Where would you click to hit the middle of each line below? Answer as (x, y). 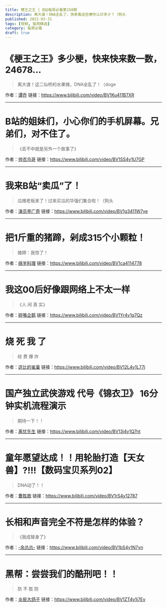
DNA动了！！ (31, 485)
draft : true (17, 33)
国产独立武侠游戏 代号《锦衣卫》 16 (77, 393)
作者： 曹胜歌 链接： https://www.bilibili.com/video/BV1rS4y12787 (71, 496)
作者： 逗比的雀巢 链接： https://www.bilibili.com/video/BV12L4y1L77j (75, 367)
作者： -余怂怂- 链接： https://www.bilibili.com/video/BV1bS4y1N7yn (74, 547)
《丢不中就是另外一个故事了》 (48, 149)
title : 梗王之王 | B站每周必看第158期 (41, 10)
